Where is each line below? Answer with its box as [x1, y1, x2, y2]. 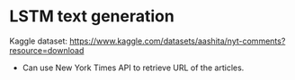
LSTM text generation [9, 6, 175, 27]
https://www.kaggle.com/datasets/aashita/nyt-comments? [68, 36, 286, 46]
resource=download [9, 44, 85, 55]
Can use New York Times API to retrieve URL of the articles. [22, 62, 245, 73]
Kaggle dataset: [9, 36, 68, 46]
